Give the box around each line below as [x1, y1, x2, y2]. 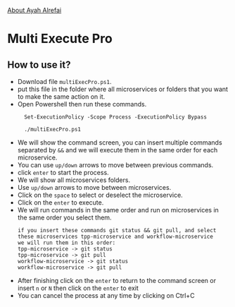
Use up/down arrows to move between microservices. [17, 183, 172, 191]
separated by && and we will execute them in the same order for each [17, 146, 218, 154]
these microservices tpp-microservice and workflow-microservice [17, 233, 213, 240]
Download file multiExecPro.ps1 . [17, 78, 112, 85]
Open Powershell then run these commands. [17, 100, 147, 108]
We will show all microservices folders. [17, 176, 131, 184]
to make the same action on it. [17, 92, 106, 101]
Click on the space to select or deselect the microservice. [17, 191, 183, 199]
